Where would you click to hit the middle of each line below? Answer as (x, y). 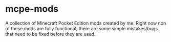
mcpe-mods (32, 9)
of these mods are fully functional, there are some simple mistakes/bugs (82, 28)
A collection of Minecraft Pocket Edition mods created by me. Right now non (86, 23)
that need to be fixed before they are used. (50, 34)
